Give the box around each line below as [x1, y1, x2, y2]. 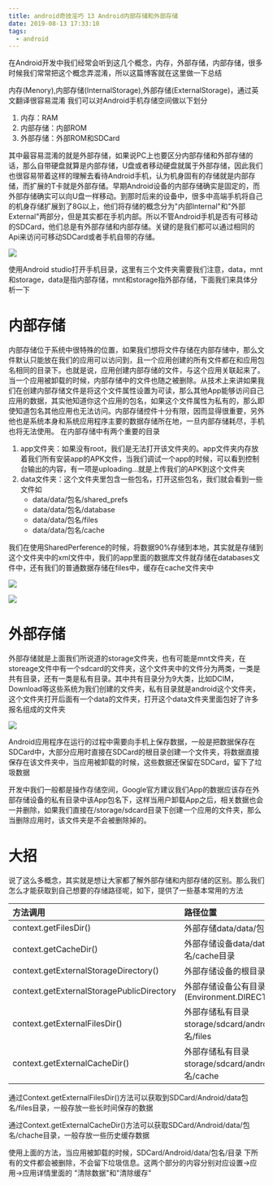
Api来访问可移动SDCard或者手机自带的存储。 [8, 232, 160, 242]
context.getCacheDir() [12, 944, 98, 955]
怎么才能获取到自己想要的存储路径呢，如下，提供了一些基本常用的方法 [8, 885, 244, 896]
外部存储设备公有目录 [184, 981, 266, 992]
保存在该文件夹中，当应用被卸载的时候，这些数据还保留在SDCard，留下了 [8, 757, 255, 767]
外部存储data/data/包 [184, 923, 265, 934]
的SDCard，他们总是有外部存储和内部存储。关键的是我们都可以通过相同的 [8, 222, 255, 232]
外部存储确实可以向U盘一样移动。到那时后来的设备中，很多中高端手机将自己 [8, 191, 263, 201]
